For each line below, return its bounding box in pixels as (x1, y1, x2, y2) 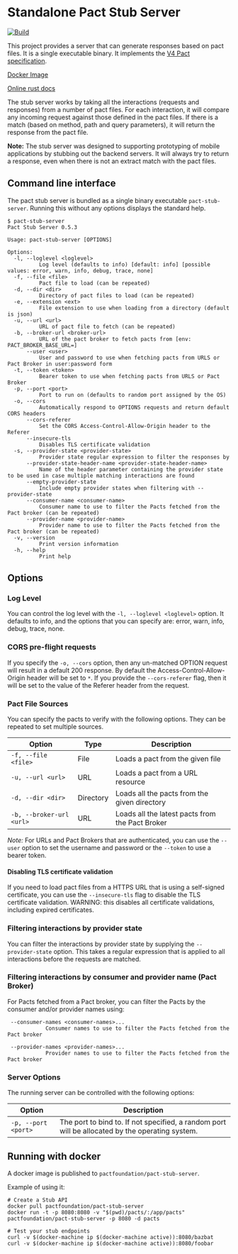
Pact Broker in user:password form (7, 360, 113, 368)
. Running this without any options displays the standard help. (25, 204, 206, 212)
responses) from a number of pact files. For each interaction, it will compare (7, 105, 229, 114)
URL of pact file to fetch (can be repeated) (38, 323, 176, 330)
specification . (7, 56, 47, 65)
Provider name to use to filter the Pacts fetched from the (38, 522, 220, 529)
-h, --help (13, 546, 46, 554)
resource (115, 777, 146, 787)
